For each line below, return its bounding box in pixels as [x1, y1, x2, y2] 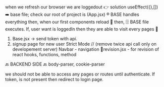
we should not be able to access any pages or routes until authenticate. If [5, 71, 155, 77]
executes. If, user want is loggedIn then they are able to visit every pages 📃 [5, 26, 159, 32]
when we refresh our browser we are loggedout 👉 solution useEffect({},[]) [5, 4, 159, 10]
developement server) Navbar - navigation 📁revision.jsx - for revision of [12, 46, 160, 52]
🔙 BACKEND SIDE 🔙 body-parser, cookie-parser [5, 61, 105, 67]
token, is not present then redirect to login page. [5, 77, 104, 82]
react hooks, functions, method [12, 52, 77, 57]
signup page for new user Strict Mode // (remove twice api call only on [12, 41, 157, 47]
